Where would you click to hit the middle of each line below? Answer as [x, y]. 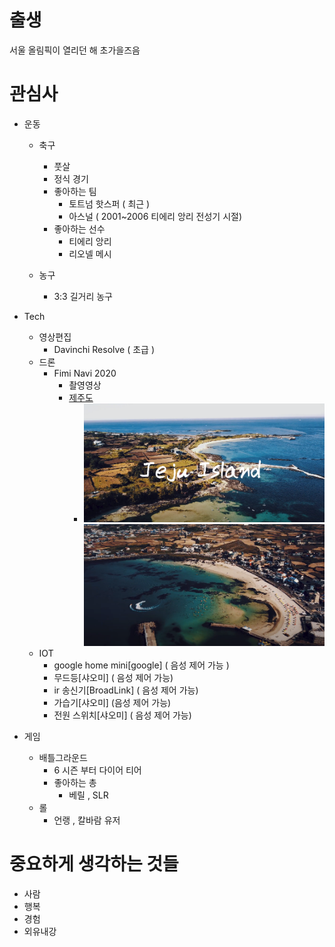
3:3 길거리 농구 [83, 296]
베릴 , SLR [88, 795]
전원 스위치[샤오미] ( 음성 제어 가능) [122, 715]
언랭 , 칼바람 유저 [87, 820]
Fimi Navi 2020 [85, 373]
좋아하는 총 [75, 782]
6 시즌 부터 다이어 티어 [97, 770]
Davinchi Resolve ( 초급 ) [104, 349]
